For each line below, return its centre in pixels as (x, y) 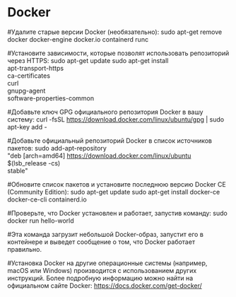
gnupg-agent (26, 91)
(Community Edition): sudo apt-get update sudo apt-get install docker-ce (114, 192)
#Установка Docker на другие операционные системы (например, (107, 263)
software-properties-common (51, 98)
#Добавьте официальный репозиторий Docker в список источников (110, 140)
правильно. (25, 249)
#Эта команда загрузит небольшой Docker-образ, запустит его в (105, 234)
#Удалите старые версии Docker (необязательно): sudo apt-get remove (115, 32)
